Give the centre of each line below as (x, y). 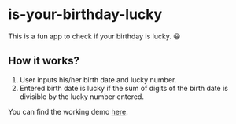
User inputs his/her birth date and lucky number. (98, 79)
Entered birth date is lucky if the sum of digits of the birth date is (124, 88)
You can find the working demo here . (68, 111)
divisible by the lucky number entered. (81, 97)
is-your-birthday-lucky (85, 15)
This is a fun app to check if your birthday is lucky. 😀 (94, 36)
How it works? (44, 61)
